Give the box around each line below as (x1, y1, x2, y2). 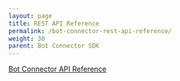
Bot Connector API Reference (8, 64, 107, 74)
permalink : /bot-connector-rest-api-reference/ (8, 27, 173, 35)
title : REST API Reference (8, 19, 100, 28)
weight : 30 (8, 34, 45, 43)
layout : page (8, 11, 53, 20)
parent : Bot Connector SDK (8, 42, 100, 50)
